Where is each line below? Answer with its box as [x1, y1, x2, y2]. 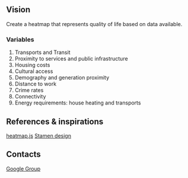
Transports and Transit [14, 49, 71, 56]
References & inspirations [6, 116, 104, 126]
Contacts [6, 150, 42, 160]
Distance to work [14, 80, 57, 88]
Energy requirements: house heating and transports [14, 99, 141, 106]
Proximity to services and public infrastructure [14, 55, 129, 62]
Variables [6, 35, 34, 43]
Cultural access [14, 68, 53, 75]
